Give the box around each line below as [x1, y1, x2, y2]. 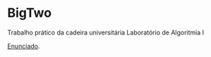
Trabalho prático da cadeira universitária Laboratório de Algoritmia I [7, 28, 205, 37]
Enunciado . [7, 42, 40, 50]
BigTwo [7, 5, 52, 21]
